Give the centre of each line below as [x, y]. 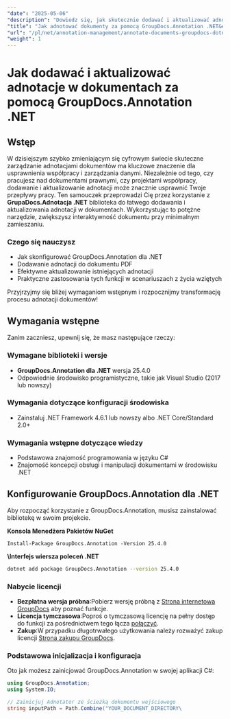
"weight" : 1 [24, 39]
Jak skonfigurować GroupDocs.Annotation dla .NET [90, 257]
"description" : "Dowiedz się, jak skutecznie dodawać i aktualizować [108, 20]
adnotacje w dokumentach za [93, 88]
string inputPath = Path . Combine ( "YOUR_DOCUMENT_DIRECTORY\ [95, 709]
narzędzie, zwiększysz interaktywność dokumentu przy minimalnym [103, 217]
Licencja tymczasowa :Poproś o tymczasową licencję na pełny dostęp [116, 616]
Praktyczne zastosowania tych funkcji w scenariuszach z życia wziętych [119, 279]
